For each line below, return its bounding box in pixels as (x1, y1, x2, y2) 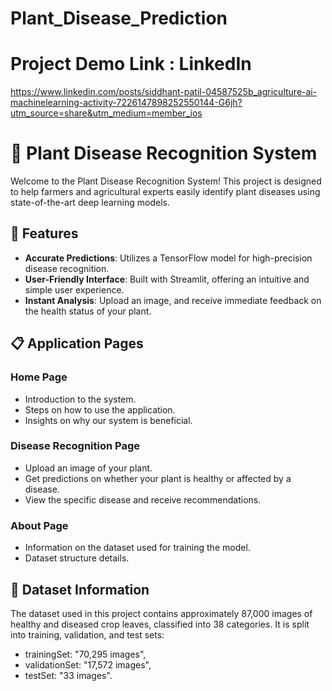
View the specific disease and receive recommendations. (24, 493, 262, 506)
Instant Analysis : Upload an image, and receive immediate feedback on (24, 294, 322, 306)
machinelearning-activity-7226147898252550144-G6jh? (10, 97, 243, 109)
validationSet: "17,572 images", (24, 658, 152, 671)
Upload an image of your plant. (24, 462, 153, 474)
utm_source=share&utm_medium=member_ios (10, 107, 203, 119)
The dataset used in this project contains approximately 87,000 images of (10, 607, 313, 619)
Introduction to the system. (24, 393, 137, 405)
